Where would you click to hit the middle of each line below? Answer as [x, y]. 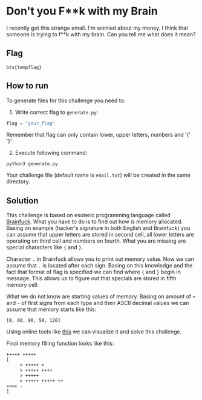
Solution [22, 201]
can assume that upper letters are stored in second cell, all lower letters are [100, 235]
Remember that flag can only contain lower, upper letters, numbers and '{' [99, 135]
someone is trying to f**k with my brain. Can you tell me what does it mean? [101, 34]
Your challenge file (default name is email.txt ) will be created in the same [98, 175]
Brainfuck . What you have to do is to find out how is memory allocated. [95, 221]
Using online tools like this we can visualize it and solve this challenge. [94, 332]
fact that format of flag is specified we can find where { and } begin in [94, 272]
